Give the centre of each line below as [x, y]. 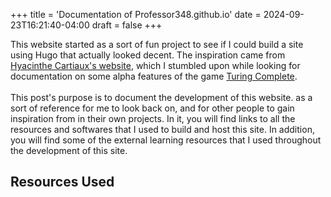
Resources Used [62, 182]
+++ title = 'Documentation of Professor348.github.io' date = [136, 14]
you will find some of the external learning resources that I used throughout [166, 140]
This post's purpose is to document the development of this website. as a [161, 97]
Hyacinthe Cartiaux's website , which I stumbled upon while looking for [155, 65]
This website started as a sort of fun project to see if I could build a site [157, 44]
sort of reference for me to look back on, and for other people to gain [152, 108]
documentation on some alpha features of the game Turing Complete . [154, 76]
